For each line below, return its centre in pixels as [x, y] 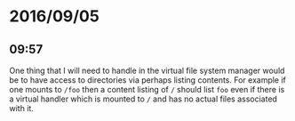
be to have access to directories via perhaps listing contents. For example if [148, 80]
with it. [21, 108]
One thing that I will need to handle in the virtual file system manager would [147, 70]
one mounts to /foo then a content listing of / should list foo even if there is [147, 89]
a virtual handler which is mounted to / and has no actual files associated [144, 99]
